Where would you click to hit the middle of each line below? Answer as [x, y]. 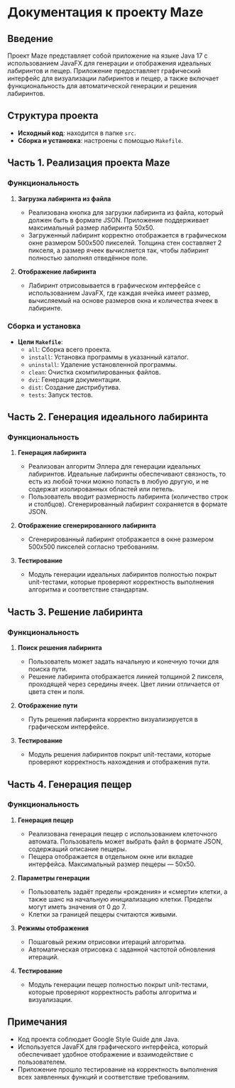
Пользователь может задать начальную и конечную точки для [124, 661]
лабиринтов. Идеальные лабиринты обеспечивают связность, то [127, 474]
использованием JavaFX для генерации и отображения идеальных [109, 63]
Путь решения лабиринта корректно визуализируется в [113, 720]
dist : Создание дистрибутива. [74, 387]
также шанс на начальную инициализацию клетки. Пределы [120, 899]
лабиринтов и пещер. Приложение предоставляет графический [104, 71]
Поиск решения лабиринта [60, 648]
